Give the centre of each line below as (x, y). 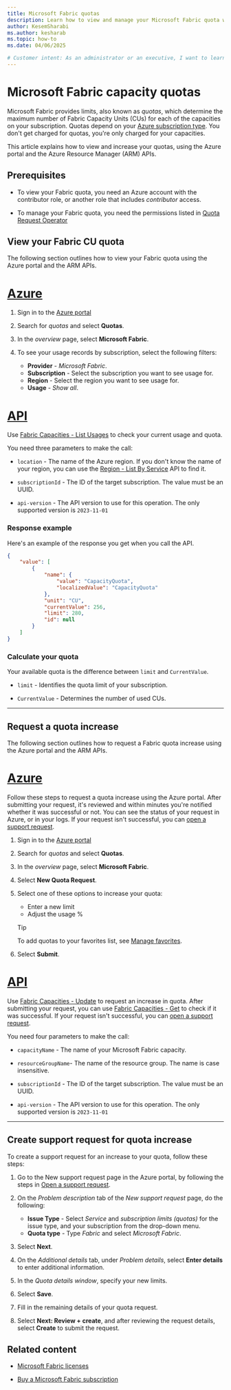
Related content (42, 1350)
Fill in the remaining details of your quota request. (87, 1307)
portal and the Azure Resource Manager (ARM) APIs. (82, 154)
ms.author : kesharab (37, 33)
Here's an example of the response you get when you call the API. (101, 543)
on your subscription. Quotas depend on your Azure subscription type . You (113, 125)
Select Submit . (38, 954)
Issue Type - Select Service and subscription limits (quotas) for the (123, 1218)
